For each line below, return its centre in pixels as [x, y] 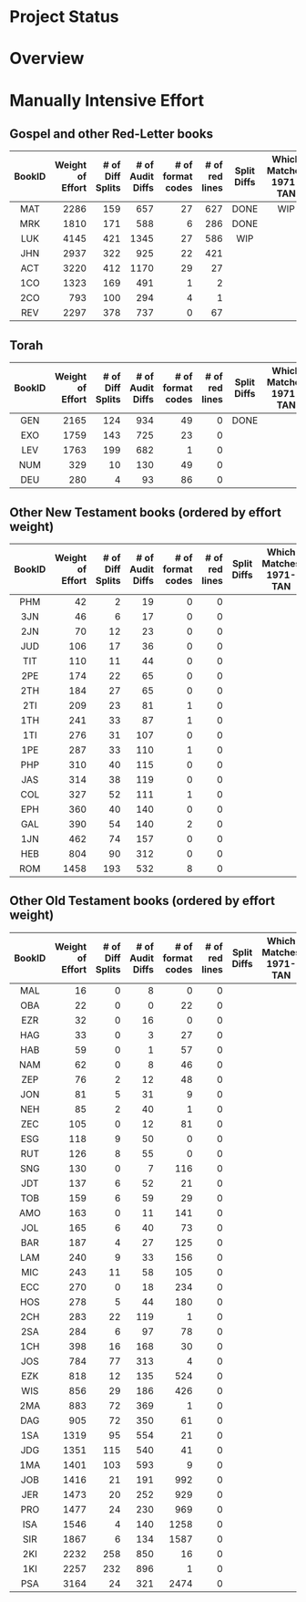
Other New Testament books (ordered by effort [146, 512]
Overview [47, 59]
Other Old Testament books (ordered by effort [143, 901]
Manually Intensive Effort [107, 100]
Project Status [65, 17]
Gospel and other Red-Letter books [112, 134]
